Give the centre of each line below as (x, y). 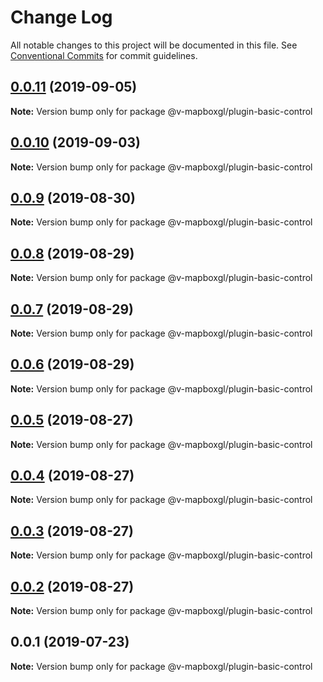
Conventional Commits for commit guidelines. (104, 55)
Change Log (61, 17)
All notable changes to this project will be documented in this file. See (154, 45)
